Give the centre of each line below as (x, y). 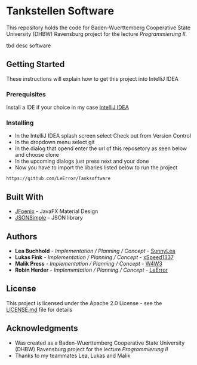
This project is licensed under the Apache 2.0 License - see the (84, 303)
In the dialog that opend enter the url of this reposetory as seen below (101, 148)
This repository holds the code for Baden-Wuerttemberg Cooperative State (98, 28)
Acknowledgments (42, 328)
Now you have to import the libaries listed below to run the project (96, 168)
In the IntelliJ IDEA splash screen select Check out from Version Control (103, 136)
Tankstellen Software (60, 11)
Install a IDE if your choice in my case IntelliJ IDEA (68, 107)
